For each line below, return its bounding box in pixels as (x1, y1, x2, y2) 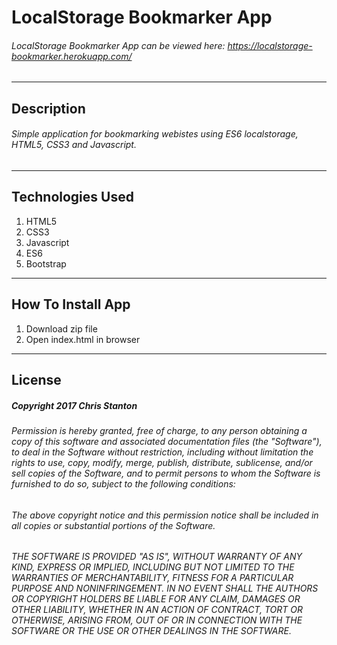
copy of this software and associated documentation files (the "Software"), (11, 435, 323, 447)
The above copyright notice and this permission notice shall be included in (11, 509, 319, 521)
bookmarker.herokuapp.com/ (11, 50, 133, 62)
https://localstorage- (227, 39, 313, 51)
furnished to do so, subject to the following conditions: (11, 477, 236, 490)
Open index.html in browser (25, 333, 141, 345)
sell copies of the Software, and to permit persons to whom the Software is (11, 467, 321, 479)
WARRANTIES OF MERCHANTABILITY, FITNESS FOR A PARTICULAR (11, 572, 294, 584)
